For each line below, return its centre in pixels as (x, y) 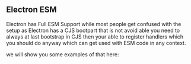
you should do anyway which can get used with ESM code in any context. (96, 43)
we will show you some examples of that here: (63, 54)
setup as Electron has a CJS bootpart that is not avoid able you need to (93, 30)
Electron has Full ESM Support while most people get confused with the (94, 24)
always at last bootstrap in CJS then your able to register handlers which (95, 36)
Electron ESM (32, 10)
